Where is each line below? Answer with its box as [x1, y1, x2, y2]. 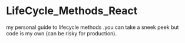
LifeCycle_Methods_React [6, 4, 138, 18]
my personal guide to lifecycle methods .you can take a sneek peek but [6, 24, 179, 31]
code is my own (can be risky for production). [6, 29, 117, 37]
